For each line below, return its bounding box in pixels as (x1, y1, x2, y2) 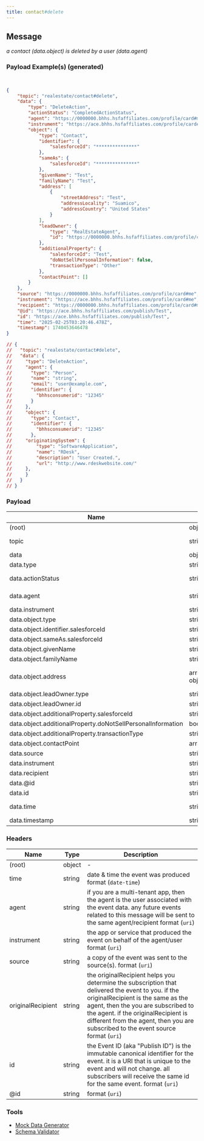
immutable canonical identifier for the (87, 1049, 194, 1058)
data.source (9, 749, 44, 758)
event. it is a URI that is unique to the (87, 1056, 191, 1065)
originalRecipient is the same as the (87, 993, 188, 1002)
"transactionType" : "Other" (49, 262, 121, 268)
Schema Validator (15, 1128, 59, 1135)
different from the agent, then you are (87, 1016, 194, 1025)
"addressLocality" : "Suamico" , (60, 200, 140, 207)
